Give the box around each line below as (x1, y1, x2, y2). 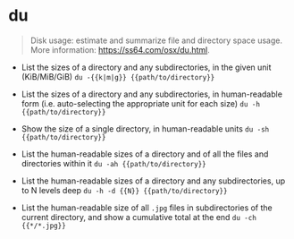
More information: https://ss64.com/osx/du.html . (29, 44, 211, 55)
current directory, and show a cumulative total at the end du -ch (21, 211, 256, 222)
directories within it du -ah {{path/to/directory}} (21, 158, 206, 168)
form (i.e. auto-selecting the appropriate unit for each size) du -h (21, 98, 261, 108)
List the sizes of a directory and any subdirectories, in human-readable (21, 89, 283, 99)
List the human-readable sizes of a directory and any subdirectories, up (21, 175, 286, 186)
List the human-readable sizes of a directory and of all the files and (21, 149, 269, 159)
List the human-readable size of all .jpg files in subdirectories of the (21, 202, 273, 213)
